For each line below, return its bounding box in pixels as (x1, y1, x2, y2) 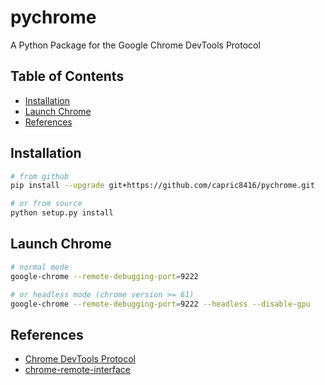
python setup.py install (10, 208, 114, 218)
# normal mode (10, 262, 70, 272)
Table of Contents (10, 68, 125, 85)
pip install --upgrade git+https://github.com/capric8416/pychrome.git (10, 181, 315, 191)
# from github (10, 171, 70, 181)
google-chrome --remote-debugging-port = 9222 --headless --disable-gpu (10, 299, 311, 309)
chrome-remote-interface (24, 364, 132, 376)
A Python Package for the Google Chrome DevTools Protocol (10, 39, 261, 51)
